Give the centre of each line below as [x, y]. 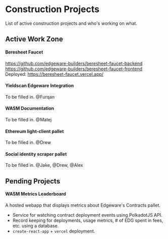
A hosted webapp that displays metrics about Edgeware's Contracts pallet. [83, 205]
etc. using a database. [36, 225]
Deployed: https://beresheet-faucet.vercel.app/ [54, 74]
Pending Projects [33, 181]
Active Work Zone [34, 39]
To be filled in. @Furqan [30, 97]
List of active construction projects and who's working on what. [71, 23]
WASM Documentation [30, 108]
